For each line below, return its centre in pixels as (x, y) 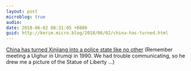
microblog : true (26, 17)
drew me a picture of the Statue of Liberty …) (60, 62)
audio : (14, 22)
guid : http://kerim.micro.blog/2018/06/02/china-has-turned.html (87, 33)
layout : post (22, 11)
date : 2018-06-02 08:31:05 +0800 (47, 28)
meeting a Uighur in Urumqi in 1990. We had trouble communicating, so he (96, 56)
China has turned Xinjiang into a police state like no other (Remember (90, 49)
